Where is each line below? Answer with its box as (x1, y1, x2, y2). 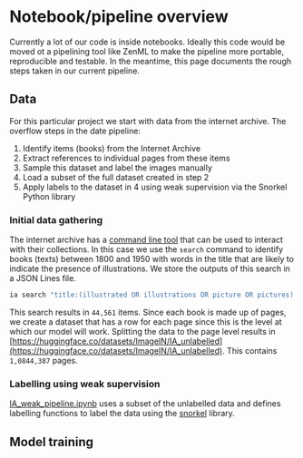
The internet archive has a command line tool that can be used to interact (9, 234, 284, 246)
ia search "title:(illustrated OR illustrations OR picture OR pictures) (9, 290, 295, 300)
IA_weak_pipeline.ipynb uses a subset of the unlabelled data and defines (9, 398, 281, 409)
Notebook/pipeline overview (9, 6, 229, 27)
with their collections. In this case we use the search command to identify (9, 244, 284, 255)
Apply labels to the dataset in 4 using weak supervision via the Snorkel (22, 181, 288, 192)
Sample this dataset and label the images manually (22, 161, 213, 173)
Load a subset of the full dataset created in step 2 (22, 171, 210, 182)
